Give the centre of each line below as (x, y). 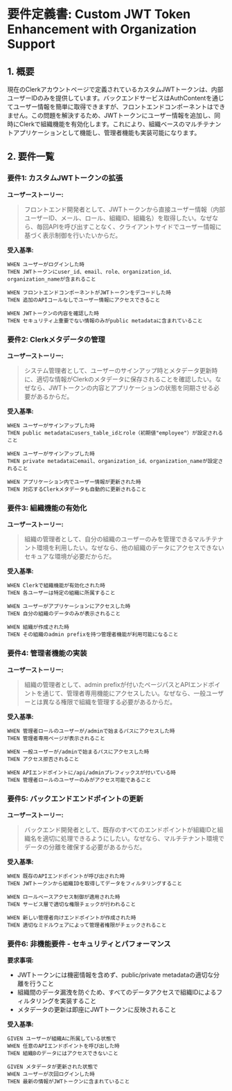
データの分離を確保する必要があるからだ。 (85, 847)
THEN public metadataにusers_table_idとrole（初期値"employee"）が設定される (115, 433)
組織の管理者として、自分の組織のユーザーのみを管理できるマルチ (118, 539)
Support (31, 44)
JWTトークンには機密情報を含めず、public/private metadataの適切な (115, 975)
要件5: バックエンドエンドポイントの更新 (75, 798)
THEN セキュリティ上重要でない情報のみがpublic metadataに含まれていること (105, 321)
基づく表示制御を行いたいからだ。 (73, 235)
